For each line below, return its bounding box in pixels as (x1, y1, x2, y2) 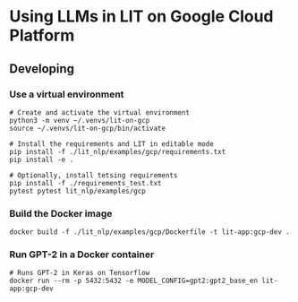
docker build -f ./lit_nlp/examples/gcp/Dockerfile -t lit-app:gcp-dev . (9, 228, 291, 237)
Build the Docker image (9, 207, 113, 220)
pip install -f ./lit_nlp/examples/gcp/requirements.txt (9, 147, 226, 156)
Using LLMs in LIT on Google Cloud (9, 6, 274, 27)
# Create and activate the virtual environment (9, 108, 191, 117)
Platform (9, 25, 75, 46)
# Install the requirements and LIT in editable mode (9, 139, 215, 149)
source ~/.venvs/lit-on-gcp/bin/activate (9, 124, 166, 133)
